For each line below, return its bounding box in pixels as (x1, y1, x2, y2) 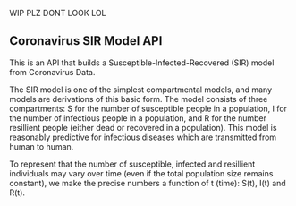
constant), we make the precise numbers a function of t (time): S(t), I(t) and (9, 177, 286, 188)
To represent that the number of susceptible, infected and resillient (9, 159, 256, 169)
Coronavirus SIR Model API (9, 33, 163, 48)
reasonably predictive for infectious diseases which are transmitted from (9, 132, 277, 142)
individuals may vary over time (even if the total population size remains (9, 167, 274, 178)
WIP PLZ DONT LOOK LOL (9, 8, 106, 18)
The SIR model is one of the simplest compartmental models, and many (9, 84, 273, 95)
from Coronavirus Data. (9, 66, 96, 77)
